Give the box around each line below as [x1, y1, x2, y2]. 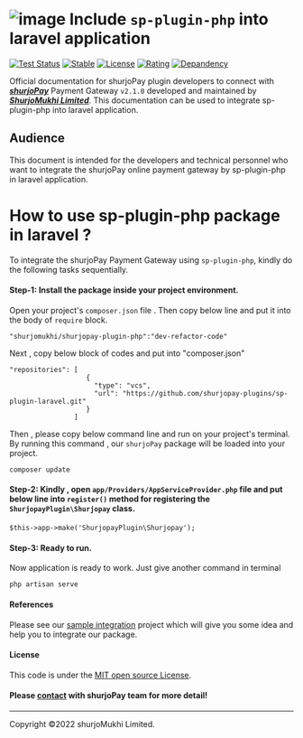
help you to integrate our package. [9, 629, 138, 640]
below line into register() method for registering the [9, 493, 210, 505]
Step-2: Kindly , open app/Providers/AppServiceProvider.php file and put [9, 484, 283, 495]
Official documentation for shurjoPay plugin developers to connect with [9, 75, 275, 86]
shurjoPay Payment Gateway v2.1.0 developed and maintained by [9, 85, 257, 96]
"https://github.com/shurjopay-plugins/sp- [122, 388, 289, 397]
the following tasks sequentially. [9, 264, 129, 275]
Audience [9, 131, 66, 146]
